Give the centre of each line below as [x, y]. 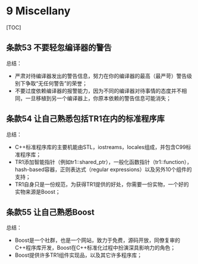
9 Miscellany [38, 11]
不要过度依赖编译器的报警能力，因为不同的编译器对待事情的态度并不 [98, 91]
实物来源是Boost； [37, 191]
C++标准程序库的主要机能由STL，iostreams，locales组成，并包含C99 [100, 147]
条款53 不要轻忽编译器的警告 [59, 48]
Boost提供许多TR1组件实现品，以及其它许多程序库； [78, 255]
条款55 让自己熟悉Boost [51, 212]
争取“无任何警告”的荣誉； [56, 83]
